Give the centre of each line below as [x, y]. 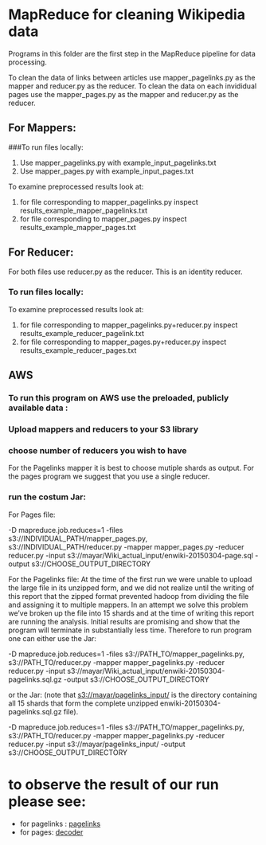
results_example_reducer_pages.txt [78, 350]
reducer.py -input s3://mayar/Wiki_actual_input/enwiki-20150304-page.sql [131, 555]
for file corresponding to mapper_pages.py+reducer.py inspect [123, 342]
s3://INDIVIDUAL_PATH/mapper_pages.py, [78, 538]
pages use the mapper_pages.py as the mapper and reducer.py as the [123, 94]
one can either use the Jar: [53, 638]
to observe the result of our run [113, 784]
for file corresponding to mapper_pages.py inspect [103, 219]
